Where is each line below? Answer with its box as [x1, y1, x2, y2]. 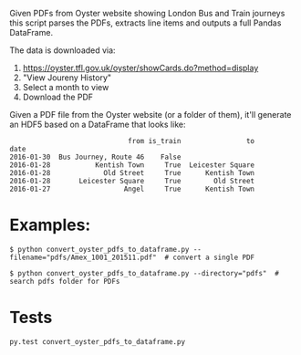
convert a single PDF [172, 253, 255, 262]
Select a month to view [22, 82, 109, 92]
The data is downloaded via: [9, 45, 116, 56]
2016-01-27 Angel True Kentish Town [9, 184, 255, 193]
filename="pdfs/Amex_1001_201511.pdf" [9, 253, 157, 262]
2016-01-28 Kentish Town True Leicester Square [9, 161, 255, 170]
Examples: [9, 214, 91, 235]
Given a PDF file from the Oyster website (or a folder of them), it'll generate [9, 110, 292, 120]
